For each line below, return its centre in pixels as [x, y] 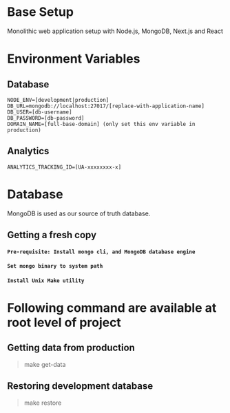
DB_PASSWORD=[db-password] [46, 118]
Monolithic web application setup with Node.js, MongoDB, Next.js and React [115, 31]
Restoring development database [80, 386]
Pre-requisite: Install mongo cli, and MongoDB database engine [101, 252]
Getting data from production [71, 348]
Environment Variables [74, 59]
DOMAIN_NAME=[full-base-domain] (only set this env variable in [101, 124]
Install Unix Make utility [46, 280]
